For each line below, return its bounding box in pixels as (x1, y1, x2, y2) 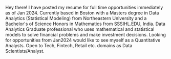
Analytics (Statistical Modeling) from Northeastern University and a (5, 15, 147, 21)
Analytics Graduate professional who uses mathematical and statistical (5, 26, 155, 32)
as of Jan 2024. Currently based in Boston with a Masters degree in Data (5, 10, 159, 16)
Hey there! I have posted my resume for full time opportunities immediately (5, 5, 163, 10)
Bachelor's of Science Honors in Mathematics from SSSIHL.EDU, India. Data (5, 21, 165, 27)
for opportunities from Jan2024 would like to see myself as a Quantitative (5, 37, 161, 43)
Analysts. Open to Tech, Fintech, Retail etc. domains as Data (5, 43, 133, 48)
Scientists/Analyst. (5, 48, 45, 54)
